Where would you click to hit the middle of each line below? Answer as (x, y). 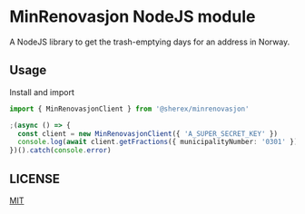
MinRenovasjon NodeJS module (133, 17)
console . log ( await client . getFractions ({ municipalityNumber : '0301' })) (160, 142)
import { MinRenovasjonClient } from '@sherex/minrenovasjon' (129, 109)
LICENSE (35, 179)
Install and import (42, 92)
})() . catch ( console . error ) (60, 151)
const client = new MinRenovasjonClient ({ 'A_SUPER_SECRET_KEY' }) (148, 133)
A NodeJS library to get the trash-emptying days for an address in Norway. (150, 42)
